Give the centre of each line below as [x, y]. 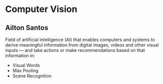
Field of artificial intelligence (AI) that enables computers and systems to [80, 39]
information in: [20, 55]
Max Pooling [25, 70]
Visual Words [26, 65]
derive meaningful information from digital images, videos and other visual [82, 45]
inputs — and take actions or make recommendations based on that [75, 50]
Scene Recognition [32, 76]
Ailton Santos [27, 28]
